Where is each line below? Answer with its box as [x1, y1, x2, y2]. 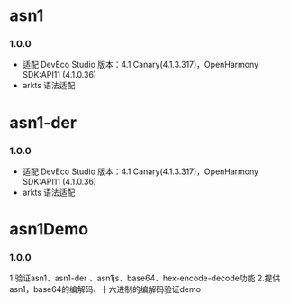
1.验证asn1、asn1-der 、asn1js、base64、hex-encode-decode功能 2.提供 [9, 272, 281, 284]
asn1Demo [9, 219, 88, 240]
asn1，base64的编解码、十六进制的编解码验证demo [9, 284, 201, 295]
